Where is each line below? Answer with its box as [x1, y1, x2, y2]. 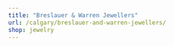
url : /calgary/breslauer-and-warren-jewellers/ [8, 19, 167, 27]
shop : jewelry [8, 26, 55, 34]
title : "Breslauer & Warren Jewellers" [8, 11, 139, 19]
